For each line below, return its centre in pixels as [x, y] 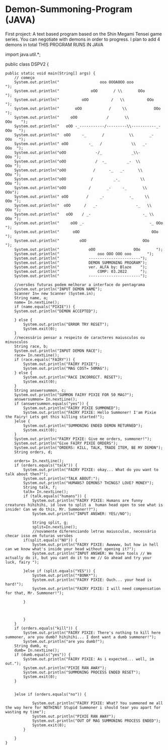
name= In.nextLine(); [37, 302]
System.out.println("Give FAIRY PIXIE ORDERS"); [66, 443]
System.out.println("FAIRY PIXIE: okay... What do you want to [91, 470]
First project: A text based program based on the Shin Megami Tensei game [83, 34]
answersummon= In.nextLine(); [46, 399]
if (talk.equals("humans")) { [55, 496]
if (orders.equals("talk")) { [46, 465]
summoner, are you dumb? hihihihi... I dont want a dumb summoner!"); [81, 637]
